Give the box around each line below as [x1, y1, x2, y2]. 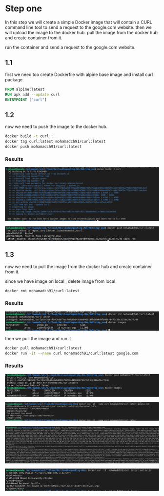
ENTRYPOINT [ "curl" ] [5, 97, 47, 102]
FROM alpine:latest [5, 87, 45, 92]
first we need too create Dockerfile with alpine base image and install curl [5, 72, 153, 77]
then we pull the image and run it [5, 335, 71, 341]
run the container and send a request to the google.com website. [5, 44, 136, 50]
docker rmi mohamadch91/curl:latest [5, 288, 80, 293]
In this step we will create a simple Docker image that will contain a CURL [5, 19, 152, 25]
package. [5, 76, 24, 82]
